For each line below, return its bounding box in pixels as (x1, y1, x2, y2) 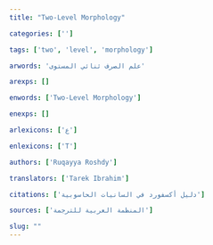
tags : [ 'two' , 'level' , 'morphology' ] (9, 45, 153, 54)
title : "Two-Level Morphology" (9, 12, 126, 22)
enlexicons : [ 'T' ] (9, 142, 78, 151)
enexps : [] (9, 110, 50, 118)
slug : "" (9, 222, 42, 232)
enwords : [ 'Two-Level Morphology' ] (9, 94, 142, 102)
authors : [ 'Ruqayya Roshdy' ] (9, 158, 118, 167)
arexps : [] (9, 78, 50, 86)
